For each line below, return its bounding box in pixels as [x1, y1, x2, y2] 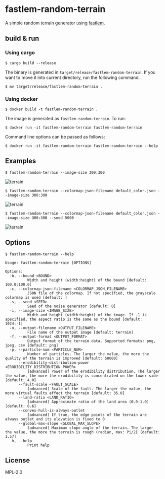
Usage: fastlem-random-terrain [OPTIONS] [5, 260, 92, 265]
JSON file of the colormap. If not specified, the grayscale [27, 290, 156, 296]
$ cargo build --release [5, 61, 56, 66]
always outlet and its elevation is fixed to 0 [5, 416, 105, 421]
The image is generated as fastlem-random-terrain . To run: [5, 115, 126, 121]
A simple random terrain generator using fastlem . [5, 20, 105, 26]
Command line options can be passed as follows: [5, 134, 105, 139]
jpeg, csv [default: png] [5, 342, 58, 348]
